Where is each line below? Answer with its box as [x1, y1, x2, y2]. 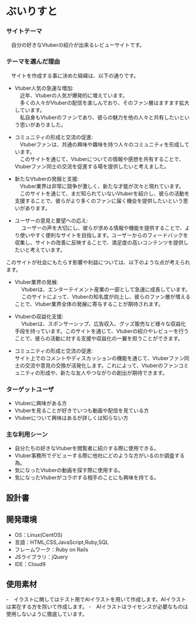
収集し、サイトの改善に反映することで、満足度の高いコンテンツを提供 [14, 239, 184, 246]
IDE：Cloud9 [14, 560, 46, 567]
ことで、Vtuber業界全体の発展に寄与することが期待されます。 [14, 300, 164, 307]
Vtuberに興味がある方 [14, 400, 67, 407]
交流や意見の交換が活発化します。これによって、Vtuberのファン [25, 362, 179, 369]
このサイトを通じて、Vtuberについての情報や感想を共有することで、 [19, 155, 184, 162]
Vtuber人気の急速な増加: [14, 84, 74, 91]
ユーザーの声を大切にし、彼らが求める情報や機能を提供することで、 [21, 224, 185, 231]
